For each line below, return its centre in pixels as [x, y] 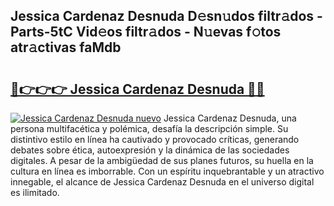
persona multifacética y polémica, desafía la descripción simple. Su [149, 128]
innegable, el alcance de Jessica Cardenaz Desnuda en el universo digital [162, 182]
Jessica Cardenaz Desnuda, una [230, 118]
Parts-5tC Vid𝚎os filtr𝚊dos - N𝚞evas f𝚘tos [146, 32]
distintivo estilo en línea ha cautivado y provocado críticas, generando [155, 139]
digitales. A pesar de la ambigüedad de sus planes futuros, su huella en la [162, 160]
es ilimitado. [35, 192]
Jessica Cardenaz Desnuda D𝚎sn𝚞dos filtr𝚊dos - [166, 16]
